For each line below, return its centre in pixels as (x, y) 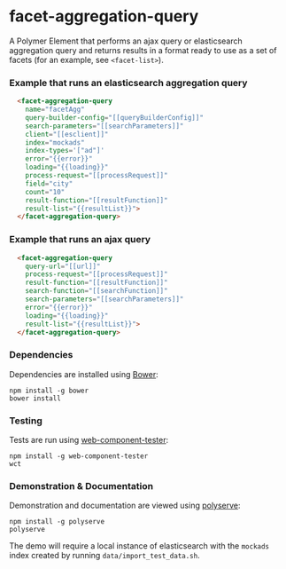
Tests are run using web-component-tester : (89, 440)
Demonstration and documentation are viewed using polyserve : (125, 506)
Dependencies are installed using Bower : (84, 374)
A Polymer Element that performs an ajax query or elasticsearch (126, 41)
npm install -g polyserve (57, 522)
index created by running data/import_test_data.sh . (105, 556)
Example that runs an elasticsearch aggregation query (128, 83)
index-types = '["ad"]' (65, 151)
